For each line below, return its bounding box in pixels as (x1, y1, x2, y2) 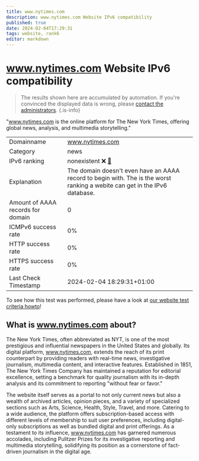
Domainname (9, 137, 46, 146)
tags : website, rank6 (6, 31, 60, 37)
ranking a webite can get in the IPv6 (67, 181, 168, 190)
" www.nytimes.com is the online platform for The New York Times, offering (6, 118, 190, 125)
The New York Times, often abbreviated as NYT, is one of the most (6, 335, 170, 342)
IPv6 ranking (9, 156, 44, 165)
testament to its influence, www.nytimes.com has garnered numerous (6, 429, 176, 436)
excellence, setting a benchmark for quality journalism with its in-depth (6, 373, 179, 380)
